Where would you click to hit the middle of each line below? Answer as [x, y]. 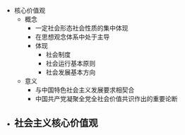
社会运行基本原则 [71, 63]
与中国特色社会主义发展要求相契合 [85, 90]
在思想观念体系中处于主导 [72, 37]
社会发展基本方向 [71, 72]
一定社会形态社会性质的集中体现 [82, 28]
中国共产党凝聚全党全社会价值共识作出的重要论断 [106, 99]
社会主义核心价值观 [56, 123]
